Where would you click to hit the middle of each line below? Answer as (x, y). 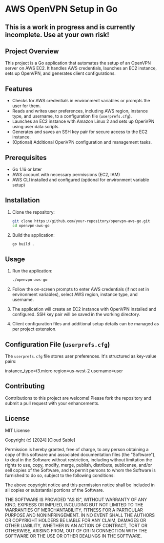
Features (19, 89)
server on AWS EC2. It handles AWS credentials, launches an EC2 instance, (81, 68)
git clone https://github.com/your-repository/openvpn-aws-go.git (81, 221)
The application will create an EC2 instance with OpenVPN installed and (84, 309)
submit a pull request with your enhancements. (52, 403)
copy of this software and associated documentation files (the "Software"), (81, 454)
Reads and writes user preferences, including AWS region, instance (80, 111)
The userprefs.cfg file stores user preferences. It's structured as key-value (81, 356)
